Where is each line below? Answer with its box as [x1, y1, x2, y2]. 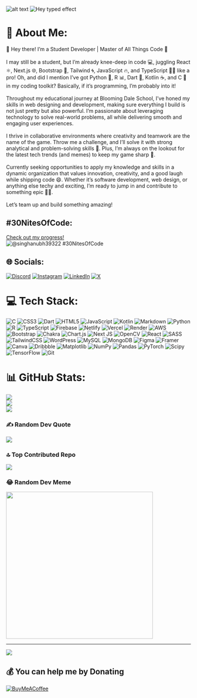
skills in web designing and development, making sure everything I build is [6, 101, 186, 108]
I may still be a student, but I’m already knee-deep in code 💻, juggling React [6, 58, 191, 65]
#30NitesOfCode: [6, 218, 73, 228]
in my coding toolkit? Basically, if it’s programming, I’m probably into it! [6, 82, 176, 89]
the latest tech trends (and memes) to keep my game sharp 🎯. [6, 151, 155, 158]
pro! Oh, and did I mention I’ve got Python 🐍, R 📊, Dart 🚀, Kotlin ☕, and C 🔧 [6, 74, 187, 81]
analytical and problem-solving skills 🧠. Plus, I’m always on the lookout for [6, 145, 185, 152]
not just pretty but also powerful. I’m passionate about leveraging [6, 107, 164, 114]
